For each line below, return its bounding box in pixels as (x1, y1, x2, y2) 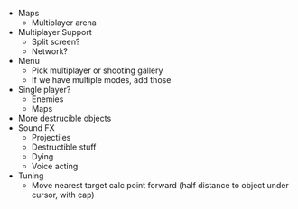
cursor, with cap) (31, 189, 95, 200)
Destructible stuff (31, 141, 97, 152)
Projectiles (31, 132, 71, 142)
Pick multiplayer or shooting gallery (31, 65, 163, 76)
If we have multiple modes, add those (31, 75, 172, 85)
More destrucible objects (17, 113, 112, 123)
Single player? (17, 85, 71, 95)
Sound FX (17, 123, 56, 133)
